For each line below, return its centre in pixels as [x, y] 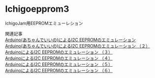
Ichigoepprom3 [37, 9]
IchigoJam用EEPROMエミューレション [44, 23]
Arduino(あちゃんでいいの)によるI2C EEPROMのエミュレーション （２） [77, 46]
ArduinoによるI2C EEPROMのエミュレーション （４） [59, 58]
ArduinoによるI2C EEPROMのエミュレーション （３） [59, 52]
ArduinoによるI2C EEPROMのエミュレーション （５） [59, 64]
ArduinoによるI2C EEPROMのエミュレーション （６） [59, 70]
